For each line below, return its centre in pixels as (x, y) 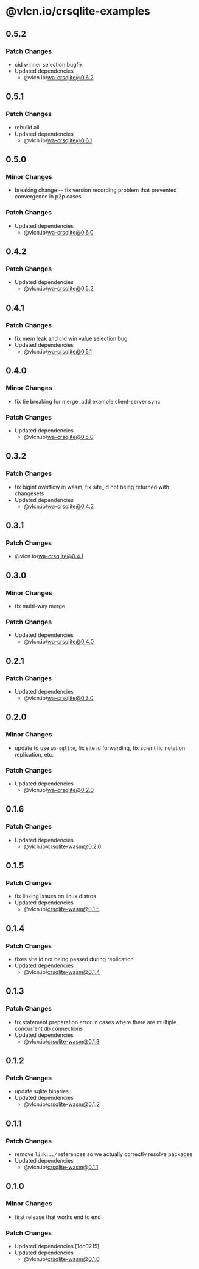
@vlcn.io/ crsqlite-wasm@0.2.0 (62, 846)
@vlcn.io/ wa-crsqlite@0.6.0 (58, 232)
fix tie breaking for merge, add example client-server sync (87, 401)
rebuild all (27, 127)
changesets (29, 493)
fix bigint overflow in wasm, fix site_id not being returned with (92, 487)
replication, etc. (34, 754)
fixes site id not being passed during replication (74, 959)
